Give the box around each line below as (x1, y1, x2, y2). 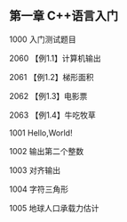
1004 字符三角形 (9, 184, 69, 194)
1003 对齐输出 (9, 164, 60, 176)
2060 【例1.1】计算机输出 (9, 53, 102, 63)
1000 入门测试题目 (9, 34, 77, 45)
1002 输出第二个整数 (9, 145, 84, 156)
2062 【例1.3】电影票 (9, 90, 88, 101)
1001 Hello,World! (9, 127, 73, 138)
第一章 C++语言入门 (9, 8, 119, 24)
